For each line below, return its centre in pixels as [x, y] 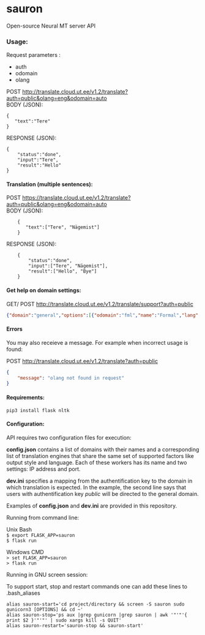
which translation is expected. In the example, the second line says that [96, 487]
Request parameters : [34, 55]
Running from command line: [43, 517]
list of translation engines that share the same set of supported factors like [100, 456]
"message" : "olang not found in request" [71, 378]
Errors [14, 329]
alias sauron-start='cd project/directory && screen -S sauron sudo [95, 604]
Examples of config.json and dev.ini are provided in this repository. [92, 505]
